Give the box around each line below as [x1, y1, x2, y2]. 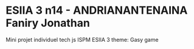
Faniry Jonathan [5, 16, 91, 30]
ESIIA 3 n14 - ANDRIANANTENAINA [5, 4, 188, 17]
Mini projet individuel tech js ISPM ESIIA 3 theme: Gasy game [5, 36, 159, 43]
